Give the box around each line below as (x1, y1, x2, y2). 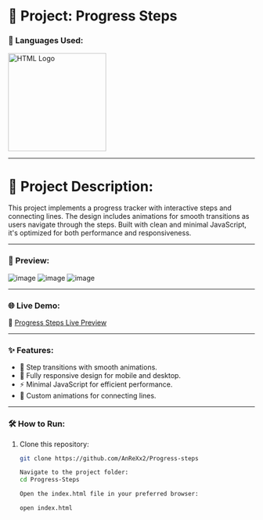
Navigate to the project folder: (19, 468, 129, 477)
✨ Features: (8, 344, 54, 355)
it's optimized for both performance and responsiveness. (8, 228, 192, 238)
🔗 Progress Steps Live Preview (8, 318, 107, 328)
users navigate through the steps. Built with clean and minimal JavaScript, (8, 220, 247, 230)
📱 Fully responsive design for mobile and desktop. (19, 371, 182, 380)
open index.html (19, 504, 73, 512)
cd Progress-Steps (19, 476, 80, 484)
